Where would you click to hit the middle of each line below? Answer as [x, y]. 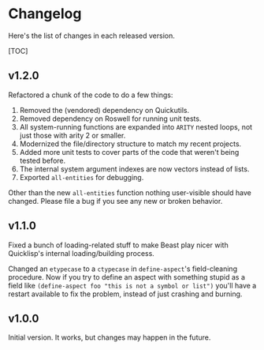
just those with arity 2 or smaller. [73, 135]
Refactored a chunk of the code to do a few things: [91, 95]
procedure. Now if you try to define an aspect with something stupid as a [127, 277]
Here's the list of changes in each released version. [92, 36]
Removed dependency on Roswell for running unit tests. [110, 119]
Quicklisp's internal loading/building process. [82, 253]
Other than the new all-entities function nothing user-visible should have [130, 192]
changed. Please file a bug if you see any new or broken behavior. [115, 201]
